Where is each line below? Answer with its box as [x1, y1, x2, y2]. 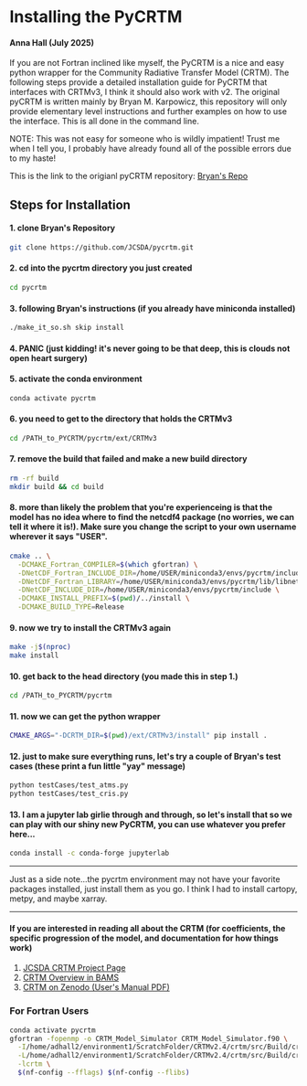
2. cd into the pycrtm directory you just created [9, 262, 193, 273]
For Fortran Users [9, 1005, 90, 1017]
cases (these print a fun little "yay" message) [9, 761, 185, 772]
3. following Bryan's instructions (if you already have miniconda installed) [9, 303, 296, 314]
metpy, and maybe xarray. [9, 893, 108, 904]
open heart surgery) [9, 352, 89, 363]
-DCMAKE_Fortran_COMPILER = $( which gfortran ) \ [17, 559, 198, 569]
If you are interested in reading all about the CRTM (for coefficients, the [9, 922, 286, 933]
